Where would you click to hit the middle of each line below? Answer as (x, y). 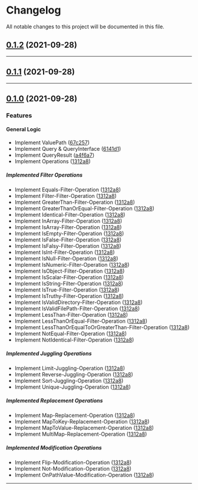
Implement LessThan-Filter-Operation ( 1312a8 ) (71, 315)
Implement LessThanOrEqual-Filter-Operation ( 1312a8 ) (81, 321)
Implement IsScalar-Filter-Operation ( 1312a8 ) (69, 277)
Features (19, 115)
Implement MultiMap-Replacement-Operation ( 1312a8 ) (81, 434)
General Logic (24, 130)
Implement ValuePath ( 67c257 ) (52, 143)
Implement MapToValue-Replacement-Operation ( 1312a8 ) (84, 428)
